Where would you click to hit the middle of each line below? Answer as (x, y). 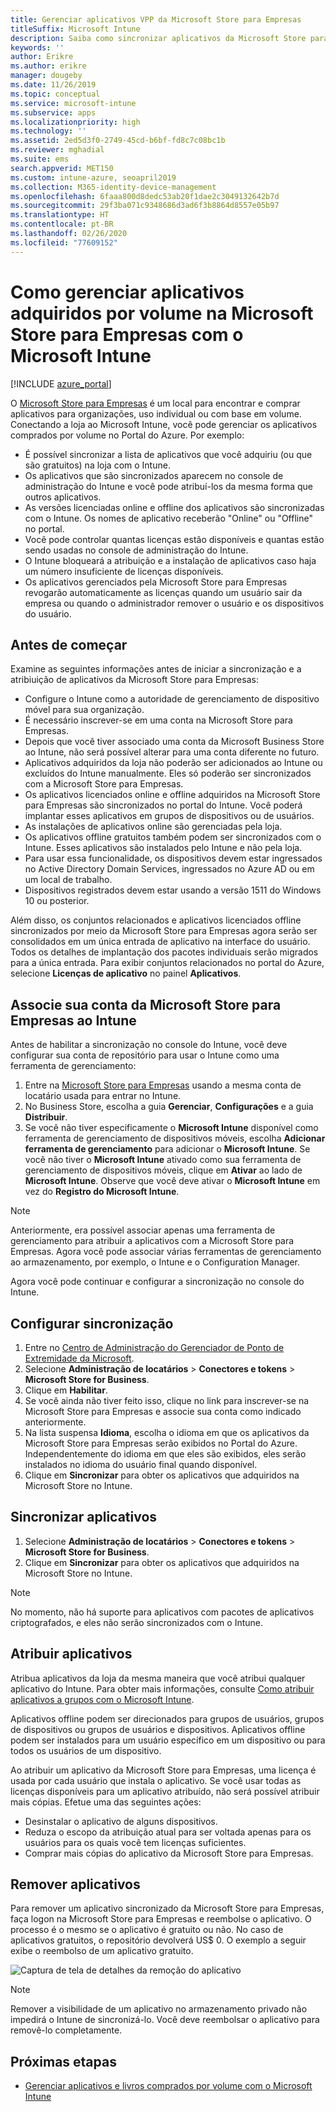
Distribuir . (46, 1117)
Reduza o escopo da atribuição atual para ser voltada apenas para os (168, 1832)
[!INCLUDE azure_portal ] (61, 383)
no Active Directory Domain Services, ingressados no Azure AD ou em (169, 869)
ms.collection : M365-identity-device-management (113, 187)
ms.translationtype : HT (60, 215)
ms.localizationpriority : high (75, 122)
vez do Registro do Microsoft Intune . (102, 1192)
